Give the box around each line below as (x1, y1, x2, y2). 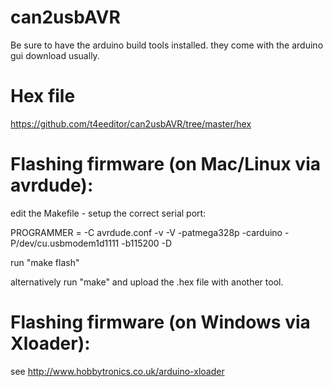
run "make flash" (10, 256, 80, 268)
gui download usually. (10, 49, 100, 61)
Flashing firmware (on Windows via (10, 311, 311, 333)
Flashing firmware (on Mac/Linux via (10, 153, 321, 176)
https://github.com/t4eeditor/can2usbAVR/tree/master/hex (10, 117, 252, 130)
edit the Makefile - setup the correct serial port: (10, 207, 207, 219)
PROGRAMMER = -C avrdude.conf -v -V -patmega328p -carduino (10, 226, 283, 238)
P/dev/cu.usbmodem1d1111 (10, 237, 120, 249)
